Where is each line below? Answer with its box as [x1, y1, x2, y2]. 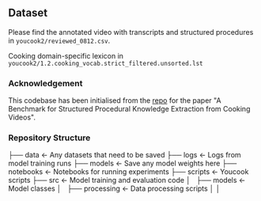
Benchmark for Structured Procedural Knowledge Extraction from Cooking [8, 104, 251, 114]
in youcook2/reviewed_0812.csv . [8, 36, 111, 45]
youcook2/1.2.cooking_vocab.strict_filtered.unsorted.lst [8, 59, 203, 67]
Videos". [8, 112, 36, 122]
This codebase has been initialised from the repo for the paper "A [8, 96, 221, 105]
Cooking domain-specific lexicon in [8, 51, 124, 60]
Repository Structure [8, 132, 91, 143]
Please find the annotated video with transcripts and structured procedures [8, 27, 254, 36]
